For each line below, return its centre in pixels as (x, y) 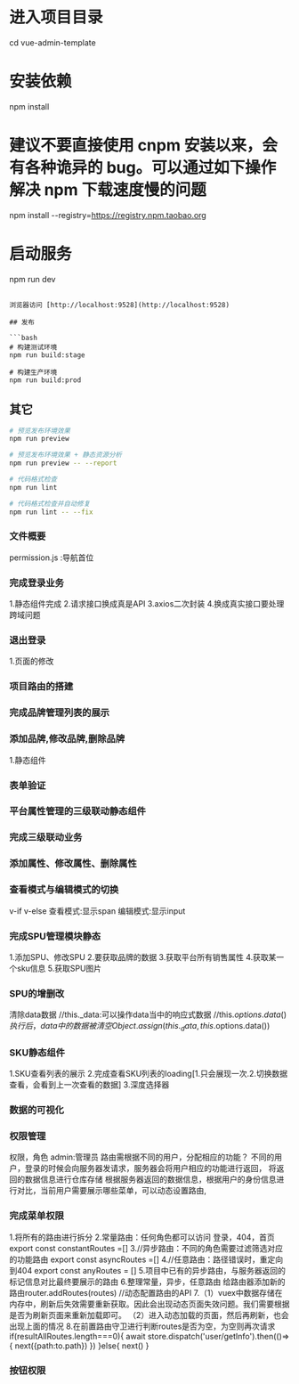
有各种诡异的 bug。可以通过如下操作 (143, 168)
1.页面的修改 (32, 661)
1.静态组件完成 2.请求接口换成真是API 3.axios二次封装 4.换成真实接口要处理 (147, 604)
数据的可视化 (37, 1111)
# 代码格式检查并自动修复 (50, 503)
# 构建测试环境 (33, 347)
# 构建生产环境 (33, 372)
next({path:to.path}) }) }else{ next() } (82, 1346)
